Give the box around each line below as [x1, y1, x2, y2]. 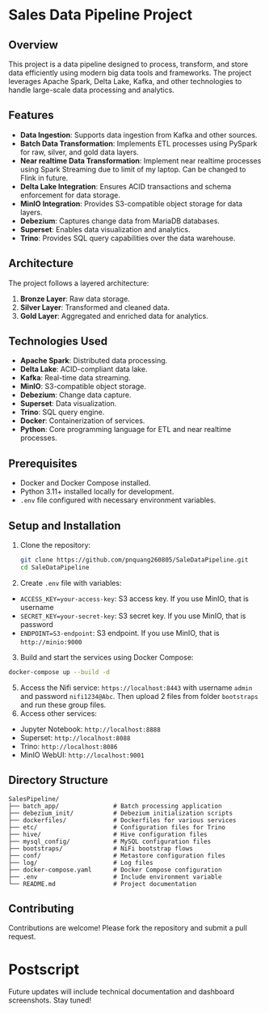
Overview [8, 38, 59, 52]
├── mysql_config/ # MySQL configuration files [8, 837, 212, 846]
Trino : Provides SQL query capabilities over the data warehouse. [19, 233, 236, 243]
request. [8, 932, 36, 942]
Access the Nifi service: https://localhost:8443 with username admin [19, 682, 253, 693]
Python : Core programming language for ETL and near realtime [19, 425, 232, 434]
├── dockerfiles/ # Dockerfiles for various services [8, 816, 237, 824]
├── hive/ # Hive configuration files [8, 830, 208, 838]
